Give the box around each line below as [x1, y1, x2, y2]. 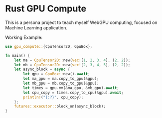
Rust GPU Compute [5, 3, 86, 14]
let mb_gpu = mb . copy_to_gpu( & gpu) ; [23, 81, 99, 86]
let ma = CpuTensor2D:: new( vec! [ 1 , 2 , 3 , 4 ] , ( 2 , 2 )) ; [14, 58, 131, 63]
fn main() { [5, 53, 30, 58]
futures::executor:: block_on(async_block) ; [14, 104, 106, 109]
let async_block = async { [14, 67, 70, 72]
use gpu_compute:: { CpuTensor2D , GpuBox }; [5, 44, 93, 49]
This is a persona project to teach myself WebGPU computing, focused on [5, 19, 158, 25]
